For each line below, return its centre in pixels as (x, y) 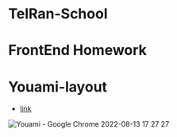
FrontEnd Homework (77, 51)
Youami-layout (58, 86)
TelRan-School (58, 14)
